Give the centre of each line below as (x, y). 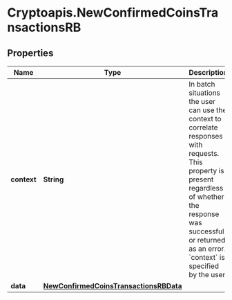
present (201, 179)
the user (202, 102)
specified (204, 266)
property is (206, 171)
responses (206, 136)
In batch (202, 84)
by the (199, 275)
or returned (207, 240)
